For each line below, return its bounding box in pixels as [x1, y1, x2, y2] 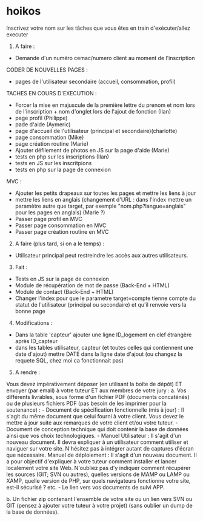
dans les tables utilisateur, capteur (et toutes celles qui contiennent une [15, 344, 194, 351]
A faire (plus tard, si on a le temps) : [15, 240, 105, 247]
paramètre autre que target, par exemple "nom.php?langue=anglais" [15, 202, 186, 209]
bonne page [15, 307, 45, 315]
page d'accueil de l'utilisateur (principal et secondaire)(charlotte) [15, 127, 178, 134]
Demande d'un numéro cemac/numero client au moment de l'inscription [15, 54, 195, 61]
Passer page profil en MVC [15, 215, 83, 222]
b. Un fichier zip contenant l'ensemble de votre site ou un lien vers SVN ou [6, 495, 193, 502]
